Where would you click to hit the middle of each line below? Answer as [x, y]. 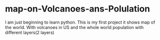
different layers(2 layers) [30, 32]
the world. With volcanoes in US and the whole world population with [74, 27]
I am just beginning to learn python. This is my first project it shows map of [80, 22]
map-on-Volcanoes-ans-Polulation [78, 9]
